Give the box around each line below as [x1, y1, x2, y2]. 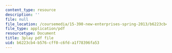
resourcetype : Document [5, 31, 56, 36]
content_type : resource [5, 7, 56, 13]
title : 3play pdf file [5, 36, 54, 41]
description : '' [5, 12, 40, 17]
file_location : [5, 21, 38, 27]
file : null [5, 17, 29, 22]
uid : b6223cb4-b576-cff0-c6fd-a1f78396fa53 [5, 40, 100, 45]
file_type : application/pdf [5, 26, 66, 31]
